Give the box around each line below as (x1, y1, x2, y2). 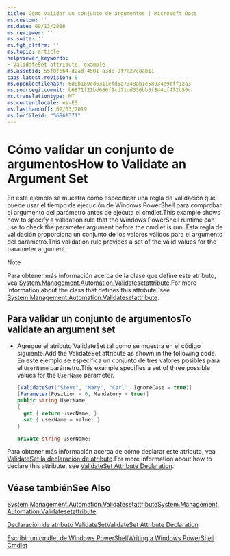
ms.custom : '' (7, 16, 48, 23)
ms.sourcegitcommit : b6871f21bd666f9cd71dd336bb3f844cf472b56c (7, 86, 192, 93)
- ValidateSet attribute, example (7, 61, 106, 68)
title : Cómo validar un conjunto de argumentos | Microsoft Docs (7, 10, 197, 17)
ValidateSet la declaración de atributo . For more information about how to (7, 454, 212, 463)
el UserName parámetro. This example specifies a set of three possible (16, 364, 211, 372)
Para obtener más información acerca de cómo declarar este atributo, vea (7, 448, 216, 456)
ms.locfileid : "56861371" (7, 112, 81, 119)
